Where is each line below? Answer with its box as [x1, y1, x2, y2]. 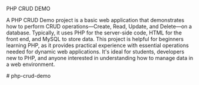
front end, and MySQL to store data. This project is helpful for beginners [6, 36, 184, 42]
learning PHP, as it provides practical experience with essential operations [6, 42, 189, 49]
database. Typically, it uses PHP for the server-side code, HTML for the [6, 29, 182, 36]
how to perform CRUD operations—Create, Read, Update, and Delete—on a [6, 23, 192, 30]
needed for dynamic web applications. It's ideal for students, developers [6, 48, 185, 55]
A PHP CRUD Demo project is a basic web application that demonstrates [6, 17, 185, 23]
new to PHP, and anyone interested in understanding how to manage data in [6, 55, 194, 61]
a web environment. [6, 61, 56, 68]
